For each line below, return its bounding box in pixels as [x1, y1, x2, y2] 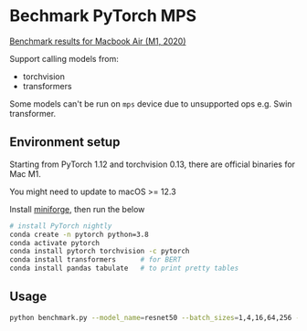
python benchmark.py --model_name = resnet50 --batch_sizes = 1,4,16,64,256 [9, 313, 292, 322]
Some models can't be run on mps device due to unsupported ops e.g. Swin [9, 98, 292, 109]
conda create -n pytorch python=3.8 [9, 230, 149, 239]
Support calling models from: [9, 53, 119, 64]
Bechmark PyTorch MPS [9, 5, 197, 26]
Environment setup [9, 134, 121, 150]
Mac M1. [9, 168, 41, 179]
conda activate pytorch [9, 238, 101, 247]
